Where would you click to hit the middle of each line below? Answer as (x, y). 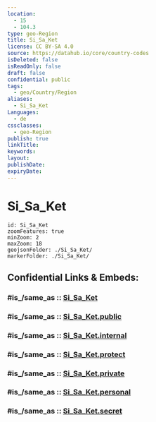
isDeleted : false (33, 60)
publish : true (28, 138)
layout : (19, 158)
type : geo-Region (33, 34)
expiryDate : (25, 171)
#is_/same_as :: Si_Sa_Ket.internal (67, 335)
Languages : (23, 112)
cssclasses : (25, 125)
